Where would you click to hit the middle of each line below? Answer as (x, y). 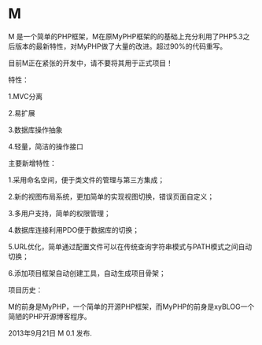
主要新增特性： (32, 163)
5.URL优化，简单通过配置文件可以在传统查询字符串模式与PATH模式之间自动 (130, 246)
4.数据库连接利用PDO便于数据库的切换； (74, 229)
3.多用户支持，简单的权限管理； (60, 213)
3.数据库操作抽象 (35, 130)
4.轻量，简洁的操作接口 (46, 146)
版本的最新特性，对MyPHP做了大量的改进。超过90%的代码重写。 (121, 46)
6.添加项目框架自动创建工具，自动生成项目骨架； (87, 273)
